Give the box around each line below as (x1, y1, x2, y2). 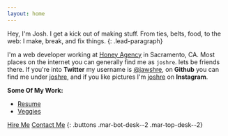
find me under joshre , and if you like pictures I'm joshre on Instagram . (7, 73, 208, 81)
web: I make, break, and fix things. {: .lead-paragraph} (7, 36, 163, 45)
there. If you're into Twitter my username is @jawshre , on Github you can (7, 65, 220, 73)
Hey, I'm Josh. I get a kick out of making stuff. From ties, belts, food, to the (7, 29, 222, 38)
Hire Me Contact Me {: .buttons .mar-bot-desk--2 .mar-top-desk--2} (7, 120, 204, 129)
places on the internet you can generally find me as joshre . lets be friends (7, 57, 220, 66)
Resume (17, 99, 41, 108)
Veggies (17, 107, 42, 115)
